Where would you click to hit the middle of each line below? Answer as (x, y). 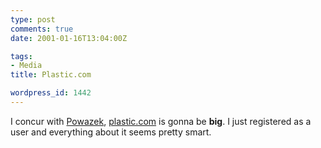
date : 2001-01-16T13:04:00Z (69, 38)
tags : (21, 56)
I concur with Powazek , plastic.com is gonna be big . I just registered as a (161, 121)
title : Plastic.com (51, 75)
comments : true (42, 29)
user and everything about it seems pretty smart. (111, 132)
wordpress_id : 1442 (51, 93)
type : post (33, 19)
